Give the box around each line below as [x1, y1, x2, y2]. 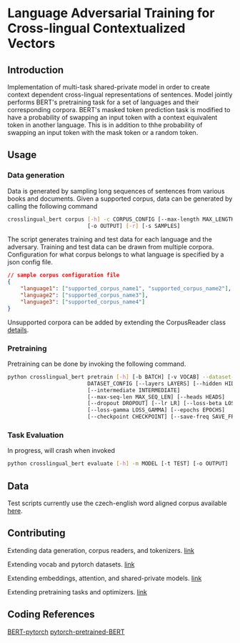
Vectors [7, 36, 56, 51]
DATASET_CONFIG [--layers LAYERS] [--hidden [86, 380, 222, 387]
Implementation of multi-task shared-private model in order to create [7, 83, 211, 91]
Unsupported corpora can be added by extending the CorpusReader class [7, 318, 226, 327]
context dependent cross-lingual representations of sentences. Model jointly [7, 91, 233, 99]
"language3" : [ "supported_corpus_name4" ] [20, 298, 145, 305]
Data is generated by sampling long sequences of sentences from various [7, 186, 225, 195]
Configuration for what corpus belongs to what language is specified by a [7, 250, 224, 259]
